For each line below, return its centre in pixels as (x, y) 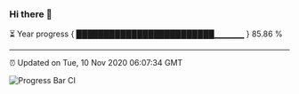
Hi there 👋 (31, 14)
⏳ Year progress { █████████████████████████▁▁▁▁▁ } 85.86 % (146, 34)
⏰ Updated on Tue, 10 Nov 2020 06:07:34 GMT (96, 63)
